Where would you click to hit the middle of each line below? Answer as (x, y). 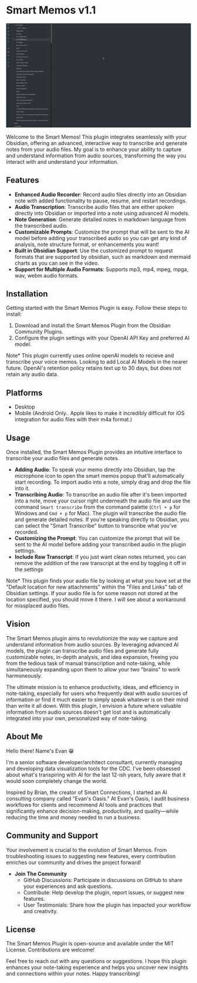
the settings (29, 569)
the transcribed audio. (41, 225)
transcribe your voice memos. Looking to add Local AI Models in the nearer (97, 362)
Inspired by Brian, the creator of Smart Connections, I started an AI (87, 792)
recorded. (26, 532)
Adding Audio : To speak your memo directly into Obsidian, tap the (95, 469)
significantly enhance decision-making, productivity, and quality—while (92, 811)
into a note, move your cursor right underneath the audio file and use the (102, 501)
